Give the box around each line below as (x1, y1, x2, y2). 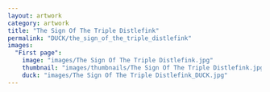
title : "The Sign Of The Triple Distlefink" (7, 26, 160, 34)
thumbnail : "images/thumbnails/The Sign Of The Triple (22, 64, 210, 72)
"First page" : (15, 49, 62, 57)
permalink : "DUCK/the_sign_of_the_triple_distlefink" (7, 34, 193, 42)
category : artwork (7, 19, 69, 27)
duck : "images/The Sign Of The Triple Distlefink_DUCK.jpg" (22, 71, 228, 79)
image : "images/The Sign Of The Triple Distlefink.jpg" (22, 57, 214, 65)
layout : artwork (7, 11, 62, 20)
